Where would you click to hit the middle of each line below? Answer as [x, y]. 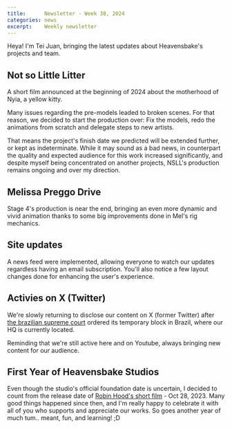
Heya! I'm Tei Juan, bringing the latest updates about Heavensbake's [105, 46]
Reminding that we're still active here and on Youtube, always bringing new [114, 343]
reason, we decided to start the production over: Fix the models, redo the [111, 120]
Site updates [35, 245]
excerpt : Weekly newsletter [52, 26]
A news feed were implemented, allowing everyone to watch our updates [111, 262]
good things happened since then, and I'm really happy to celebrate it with [113, 403]
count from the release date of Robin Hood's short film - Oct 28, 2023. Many [116, 396]
